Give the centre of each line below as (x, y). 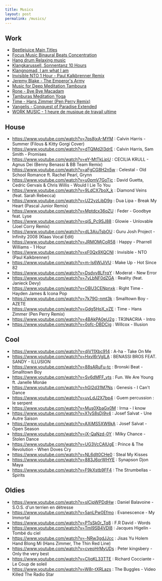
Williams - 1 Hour (29, 247)
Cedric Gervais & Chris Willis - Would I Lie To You (61, 185)
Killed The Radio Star (33, 574)
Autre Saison (25, 418)
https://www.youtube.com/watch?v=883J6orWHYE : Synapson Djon (80, 460)
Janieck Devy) (26, 283)
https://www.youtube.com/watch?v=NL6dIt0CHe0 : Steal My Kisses (80, 454)
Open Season (26, 429)
